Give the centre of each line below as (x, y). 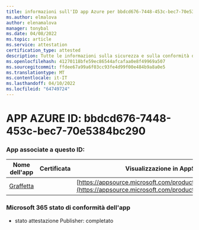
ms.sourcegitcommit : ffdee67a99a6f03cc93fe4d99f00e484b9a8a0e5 (86, 67)
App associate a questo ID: (45, 149)
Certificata (55, 169)
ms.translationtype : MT (36, 73)
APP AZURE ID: (44, 119)
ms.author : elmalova (32, 17)
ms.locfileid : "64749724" (38, 89)
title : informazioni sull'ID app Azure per (61, 12)
